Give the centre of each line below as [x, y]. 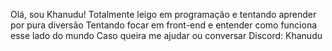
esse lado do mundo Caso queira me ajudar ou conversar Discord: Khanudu [166, 35]
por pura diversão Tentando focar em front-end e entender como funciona [164, 25]
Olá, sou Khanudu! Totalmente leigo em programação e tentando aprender [163, 14]
